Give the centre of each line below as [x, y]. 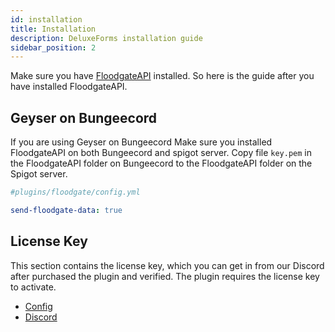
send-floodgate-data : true [66, 210]
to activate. [33, 287]
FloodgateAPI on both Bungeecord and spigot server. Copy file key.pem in [161, 153]
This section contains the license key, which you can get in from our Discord [167, 265]
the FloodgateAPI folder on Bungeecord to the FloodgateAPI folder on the [161, 163]
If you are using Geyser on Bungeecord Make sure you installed [141, 142]
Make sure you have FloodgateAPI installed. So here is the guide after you [162, 76]
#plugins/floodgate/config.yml [75, 192]
